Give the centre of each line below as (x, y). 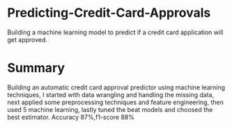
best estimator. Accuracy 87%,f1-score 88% (71, 117)
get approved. (27, 39)
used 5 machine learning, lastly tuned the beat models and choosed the (110, 109)
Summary (36, 68)
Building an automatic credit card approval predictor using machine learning (116, 87)
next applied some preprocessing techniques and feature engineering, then (116, 102)
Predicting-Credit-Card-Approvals (109, 13)
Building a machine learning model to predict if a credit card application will (115, 32)
